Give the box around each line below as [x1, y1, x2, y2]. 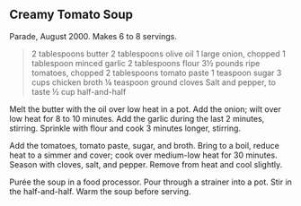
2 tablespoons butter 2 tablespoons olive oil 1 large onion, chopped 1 [31, 48, 286, 59]
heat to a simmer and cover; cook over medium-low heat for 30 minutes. [9, 150, 278, 160]
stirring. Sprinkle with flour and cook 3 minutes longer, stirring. [9, 123, 241, 133]
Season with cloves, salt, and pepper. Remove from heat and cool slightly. [9, 159, 283, 169]
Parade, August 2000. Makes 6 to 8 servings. [9, 30, 177, 41]
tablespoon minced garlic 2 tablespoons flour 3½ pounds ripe [31, 57, 261, 68]
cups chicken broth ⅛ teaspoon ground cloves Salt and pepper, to [31, 76, 277, 88]
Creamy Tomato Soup [9, 7, 133, 22]
